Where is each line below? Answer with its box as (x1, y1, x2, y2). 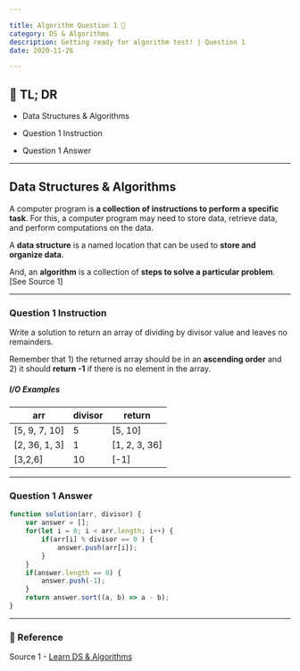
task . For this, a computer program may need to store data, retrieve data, (9, 212, 279, 224)
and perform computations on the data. (9, 222, 154, 233)
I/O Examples (9, 384, 61, 395)
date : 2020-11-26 (9, 46, 74, 55)
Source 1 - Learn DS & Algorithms (9, 651, 132, 662)
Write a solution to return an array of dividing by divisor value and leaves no (9, 327, 288, 338)
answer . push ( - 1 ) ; (41, 576, 105, 586)
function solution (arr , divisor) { (9, 510, 142, 519)
